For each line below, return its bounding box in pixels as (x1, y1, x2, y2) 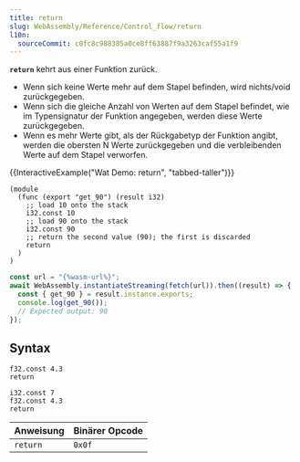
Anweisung (14, 425, 66, 437)
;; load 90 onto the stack (26, 216, 129, 226)
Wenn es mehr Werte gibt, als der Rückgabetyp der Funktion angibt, (22, 130, 278, 142)
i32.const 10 (26, 209, 76, 218)
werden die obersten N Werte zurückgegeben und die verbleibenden (22, 140, 282, 151)
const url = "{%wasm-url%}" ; (9, 273, 120, 282)
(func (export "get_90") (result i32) (17, 193, 166, 202)
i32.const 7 (9, 389, 55, 398)
